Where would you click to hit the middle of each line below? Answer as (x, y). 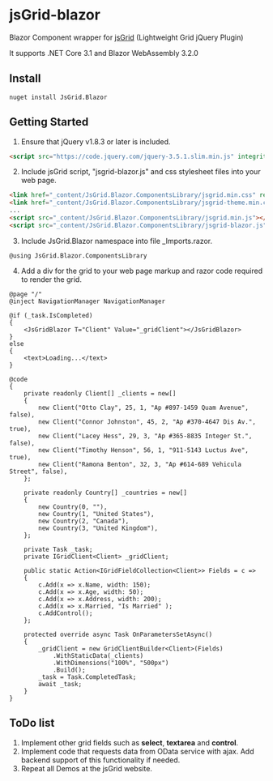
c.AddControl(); (66, 613)
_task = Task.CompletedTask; (87, 677)
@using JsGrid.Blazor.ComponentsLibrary (79, 256)
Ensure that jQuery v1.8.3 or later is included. (96, 141)
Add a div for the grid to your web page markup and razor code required (141, 271)
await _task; (60, 684)
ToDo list (32, 723)
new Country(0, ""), (73, 507)
